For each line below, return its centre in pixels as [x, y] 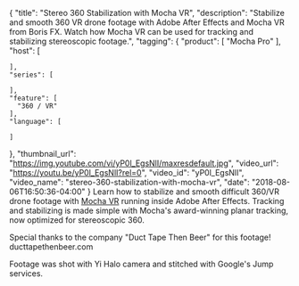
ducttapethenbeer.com [51, 247]
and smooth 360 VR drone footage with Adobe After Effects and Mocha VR [147, 22]
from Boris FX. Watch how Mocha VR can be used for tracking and [132, 32]
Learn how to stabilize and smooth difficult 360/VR [186, 192]
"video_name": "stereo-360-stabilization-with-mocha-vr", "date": [129, 182]
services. [26, 274]
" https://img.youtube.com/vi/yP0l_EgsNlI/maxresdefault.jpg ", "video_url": [144, 163]
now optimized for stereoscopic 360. [77, 220]
